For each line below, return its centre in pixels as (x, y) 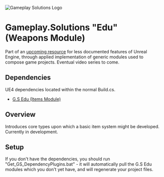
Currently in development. (32, 132)
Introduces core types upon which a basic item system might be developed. (82, 126)
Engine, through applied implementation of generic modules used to (74, 57)
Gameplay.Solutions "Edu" (61, 28)
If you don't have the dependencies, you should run (58, 159)
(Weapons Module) (45, 38)
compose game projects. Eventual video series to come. (62, 62)
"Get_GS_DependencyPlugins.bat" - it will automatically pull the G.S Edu (79, 164)
